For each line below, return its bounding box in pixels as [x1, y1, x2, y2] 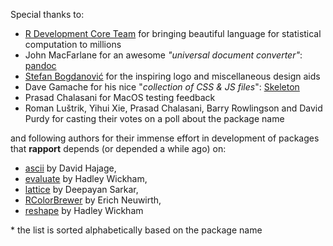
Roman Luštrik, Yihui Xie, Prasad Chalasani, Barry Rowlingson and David [24, 102, 323, 114]
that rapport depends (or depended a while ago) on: [10, 143, 227, 154]
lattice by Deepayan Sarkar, [24, 184, 139, 195]
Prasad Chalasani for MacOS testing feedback [24, 92, 216, 103]
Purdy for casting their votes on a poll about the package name [24, 113, 285, 124]
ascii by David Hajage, [24, 162, 117, 174]
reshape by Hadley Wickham [24, 205, 144, 216]
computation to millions [24, 39, 122, 50]
